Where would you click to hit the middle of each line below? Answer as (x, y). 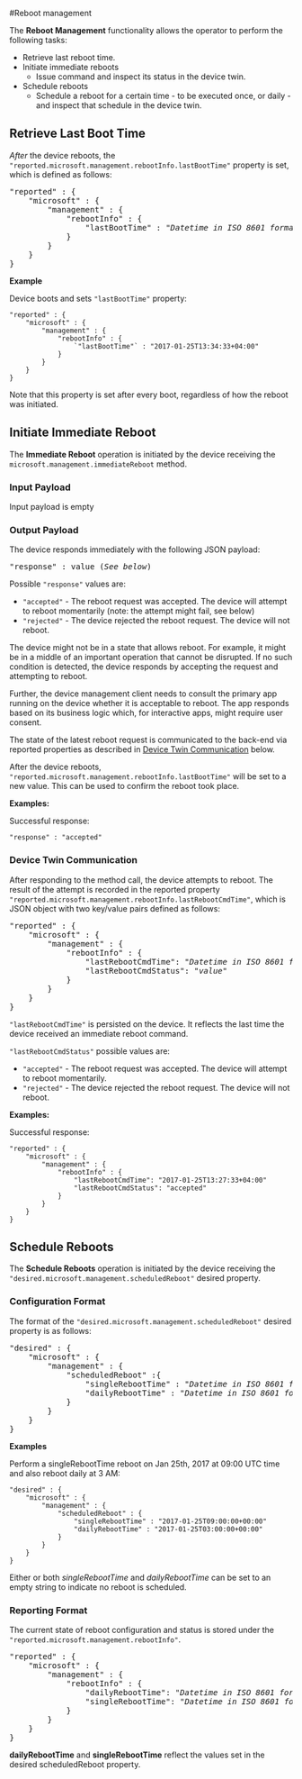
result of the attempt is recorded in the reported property (115, 889)
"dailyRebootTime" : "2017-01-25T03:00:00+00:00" (168, 1529)
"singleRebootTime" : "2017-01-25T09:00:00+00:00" (170, 1521)
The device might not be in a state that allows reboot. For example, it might (147, 648)
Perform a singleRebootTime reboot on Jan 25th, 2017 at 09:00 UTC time (145, 1464)
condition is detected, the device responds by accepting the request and (144, 667)
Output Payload (44, 530)
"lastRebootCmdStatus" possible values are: (90, 1051)
